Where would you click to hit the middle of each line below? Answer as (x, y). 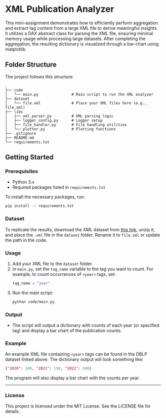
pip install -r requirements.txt (40, 206)
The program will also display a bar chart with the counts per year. (72, 378)
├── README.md (20, 138)
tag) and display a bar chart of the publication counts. (67, 330)
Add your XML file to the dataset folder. (52, 263)
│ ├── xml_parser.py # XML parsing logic (59, 116)
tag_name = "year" (31, 283)
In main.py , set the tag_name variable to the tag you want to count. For (83, 269)
